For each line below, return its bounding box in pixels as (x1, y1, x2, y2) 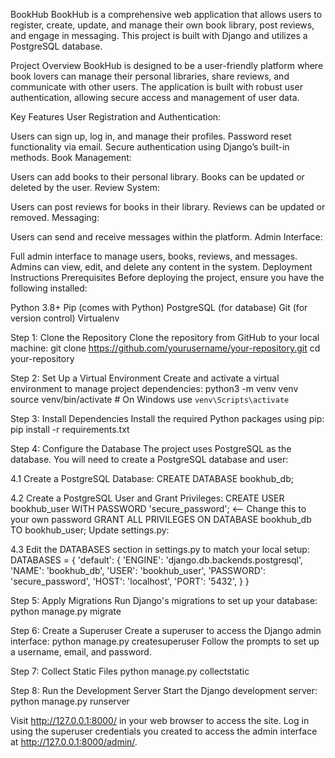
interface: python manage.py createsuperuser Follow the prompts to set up (10, 635, 320, 647)
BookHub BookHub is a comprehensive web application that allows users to (10, 9, 323, 20)
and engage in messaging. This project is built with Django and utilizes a (10, 30, 308, 41)
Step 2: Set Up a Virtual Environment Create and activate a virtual (10, 372, 280, 384)
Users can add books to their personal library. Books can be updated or (10, 171, 305, 183)
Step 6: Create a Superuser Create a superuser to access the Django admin (10, 625, 322, 636)
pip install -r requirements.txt (10, 424, 130, 435)
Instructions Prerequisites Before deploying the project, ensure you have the (10, 272, 325, 283)
